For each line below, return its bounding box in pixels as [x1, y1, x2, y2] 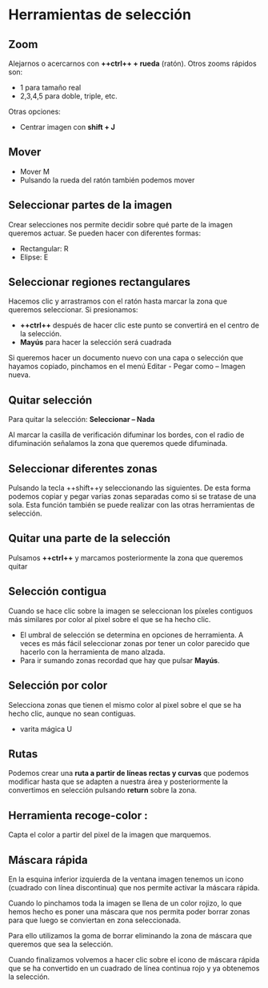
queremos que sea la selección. [8, 939, 114, 949]
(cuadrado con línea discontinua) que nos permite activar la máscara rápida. [8, 882, 260, 892]
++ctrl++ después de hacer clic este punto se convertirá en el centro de [19, 320, 260, 330]
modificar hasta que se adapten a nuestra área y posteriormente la [8, 777, 228, 786]
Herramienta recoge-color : [8, 809, 148, 822]
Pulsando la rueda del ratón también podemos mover [19, 175, 195, 185]
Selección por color [8, 679, 108, 693]
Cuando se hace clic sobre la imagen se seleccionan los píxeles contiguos [8, 606, 254, 616]
